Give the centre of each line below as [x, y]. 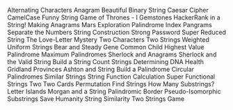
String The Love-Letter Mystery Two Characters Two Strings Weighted [109, 40]
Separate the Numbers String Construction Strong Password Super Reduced [117, 32]
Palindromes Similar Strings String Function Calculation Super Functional [111, 77]
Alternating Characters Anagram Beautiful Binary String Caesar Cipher [108, 10]
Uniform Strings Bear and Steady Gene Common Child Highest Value [106, 47]
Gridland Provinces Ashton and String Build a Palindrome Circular [101, 69]
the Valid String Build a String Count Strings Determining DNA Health [105, 62]
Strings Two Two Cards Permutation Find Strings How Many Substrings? [111, 84]
